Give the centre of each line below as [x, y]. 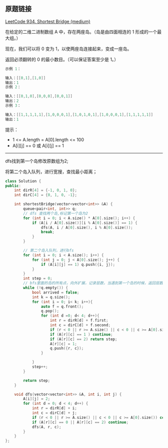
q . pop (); [50, 311]
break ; [48, 232]
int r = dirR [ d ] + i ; [54, 408]
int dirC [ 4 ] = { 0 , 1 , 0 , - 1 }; [46, 195]
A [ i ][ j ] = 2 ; [37, 399]
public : [13, 186]
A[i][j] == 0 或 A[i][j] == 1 [38, 145]
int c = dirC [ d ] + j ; [54, 413]
